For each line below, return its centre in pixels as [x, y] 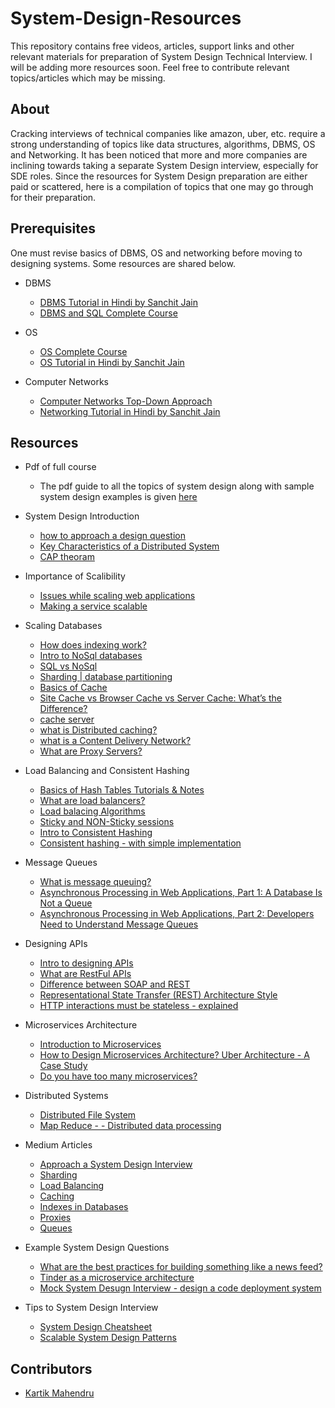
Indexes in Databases [84, 1207]
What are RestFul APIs [85, 974]
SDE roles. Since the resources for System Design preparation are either [159, 176]
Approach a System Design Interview [116, 1164]
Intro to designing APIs [86, 963]
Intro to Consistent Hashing [96, 833]
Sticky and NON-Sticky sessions [107, 822]
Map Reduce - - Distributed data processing [130, 1126]
